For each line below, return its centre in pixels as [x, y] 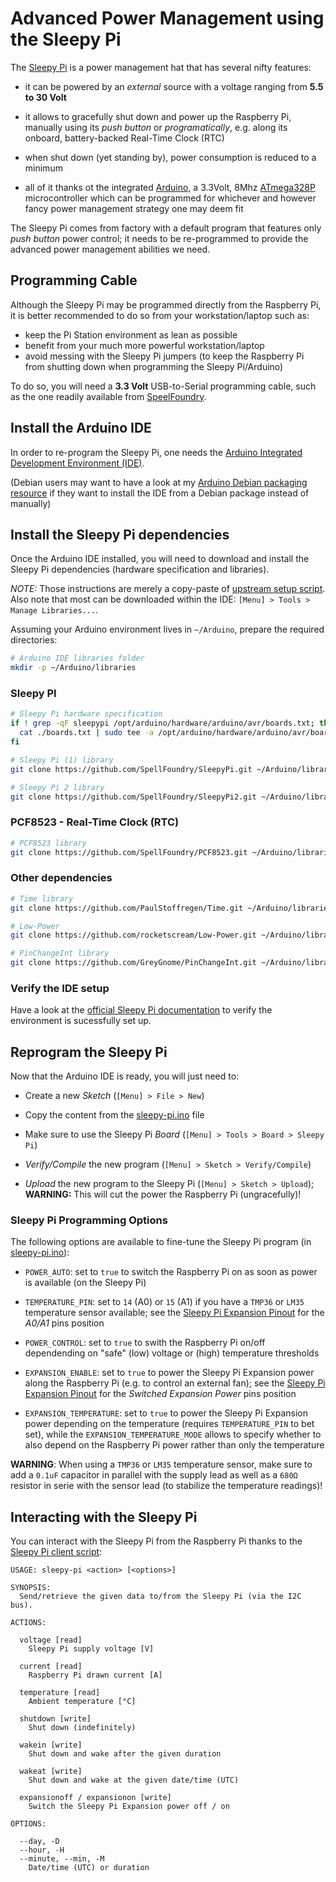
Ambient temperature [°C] [82, 1702]
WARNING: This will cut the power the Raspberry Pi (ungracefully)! [163, 1194]
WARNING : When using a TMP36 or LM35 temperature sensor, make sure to [161, 1464]
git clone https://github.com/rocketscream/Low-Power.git [133, 935]
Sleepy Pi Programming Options [89, 1220]
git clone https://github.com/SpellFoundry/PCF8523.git [129, 852]
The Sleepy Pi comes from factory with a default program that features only [166, 228]
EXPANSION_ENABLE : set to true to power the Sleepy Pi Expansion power [169, 1373]
